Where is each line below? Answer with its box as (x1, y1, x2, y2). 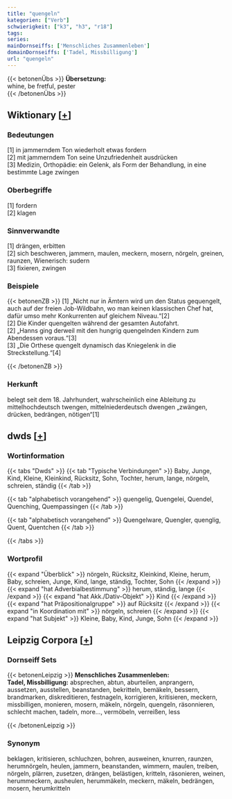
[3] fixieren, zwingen (7, 264, 66, 272)
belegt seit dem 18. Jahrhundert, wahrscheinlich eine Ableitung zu (7, 395, 196, 404)
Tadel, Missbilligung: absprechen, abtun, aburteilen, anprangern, (7, 678, 195, 686)
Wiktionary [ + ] (7, 109, 71, 122)
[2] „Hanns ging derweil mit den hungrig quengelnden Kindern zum (7, 327, 199, 335)
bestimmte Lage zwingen (7, 168, 80, 176)
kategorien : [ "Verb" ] (7, 17, 70, 24)
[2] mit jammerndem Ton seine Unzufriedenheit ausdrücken (7, 154, 178, 162)
